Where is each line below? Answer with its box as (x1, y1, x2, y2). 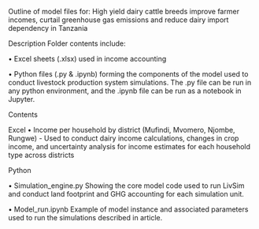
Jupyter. (8, 95, 35, 103)
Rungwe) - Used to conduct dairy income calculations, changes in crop (8, 133, 239, 143)
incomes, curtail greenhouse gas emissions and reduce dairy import (8, 15, 229, 24)
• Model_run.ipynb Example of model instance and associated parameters (8, 205, 249, 214)
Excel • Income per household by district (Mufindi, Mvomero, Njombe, (8, 126, 235, 134)
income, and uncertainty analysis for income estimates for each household (8, 142, 250, 151)
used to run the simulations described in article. (8, 213, 163, 222)
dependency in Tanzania (8, 24, 88, 32)
